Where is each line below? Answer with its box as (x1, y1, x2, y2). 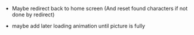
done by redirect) (11, 11, 55, 18)
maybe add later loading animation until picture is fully (11, 23, 145, 29)
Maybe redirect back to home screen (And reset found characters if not (11, 5, 188, 12)
